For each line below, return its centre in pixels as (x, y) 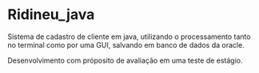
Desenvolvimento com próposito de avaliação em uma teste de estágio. (125, 60)
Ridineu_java (51, 15)
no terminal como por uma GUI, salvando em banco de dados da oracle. (126, 44)
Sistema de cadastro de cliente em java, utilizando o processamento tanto (129, 36)
